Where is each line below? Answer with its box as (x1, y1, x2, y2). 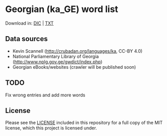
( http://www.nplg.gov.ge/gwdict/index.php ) (12, 59, 103, 65)
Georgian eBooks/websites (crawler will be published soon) (12, 64, 136, 70)
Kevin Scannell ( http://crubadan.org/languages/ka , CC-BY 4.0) (12, 48, 143, 54)
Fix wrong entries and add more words (5, 92, 86, 98)
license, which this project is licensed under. (5, 125, 97, 131)
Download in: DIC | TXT (5, 20, 54, 26)
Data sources (5, 35, 48, 43)
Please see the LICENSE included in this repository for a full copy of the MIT (5, 119, 163, 126)
